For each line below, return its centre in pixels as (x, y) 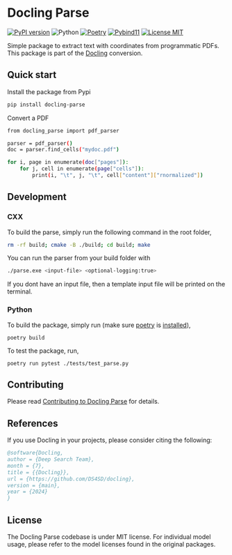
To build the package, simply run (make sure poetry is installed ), (99, 325)
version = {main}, (34, 485)
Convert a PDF (28, 118)
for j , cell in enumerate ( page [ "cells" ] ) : (82, 169)
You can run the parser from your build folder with (79, 258)
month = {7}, (26, 466)
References (33, 423)
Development (37, 197)
